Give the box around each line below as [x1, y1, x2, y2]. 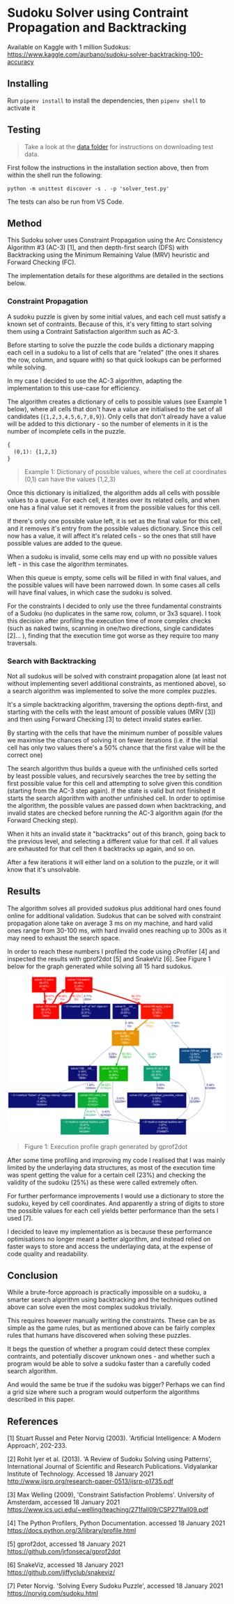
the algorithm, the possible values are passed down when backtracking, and [7, 801, 226, 809]
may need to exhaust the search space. [7, 933, 120, 942]
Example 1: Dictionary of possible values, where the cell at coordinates [24, 467, 227, 475]
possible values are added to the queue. [7, 539, 123, 547]
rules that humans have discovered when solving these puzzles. [7, 1331, 192, 1340]
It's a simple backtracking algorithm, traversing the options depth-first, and [7, 700, 223, 708]
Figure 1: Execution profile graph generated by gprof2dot [24, 1142, 188, 1151]
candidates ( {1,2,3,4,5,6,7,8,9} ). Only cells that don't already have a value [7, 412, 226, 420]
